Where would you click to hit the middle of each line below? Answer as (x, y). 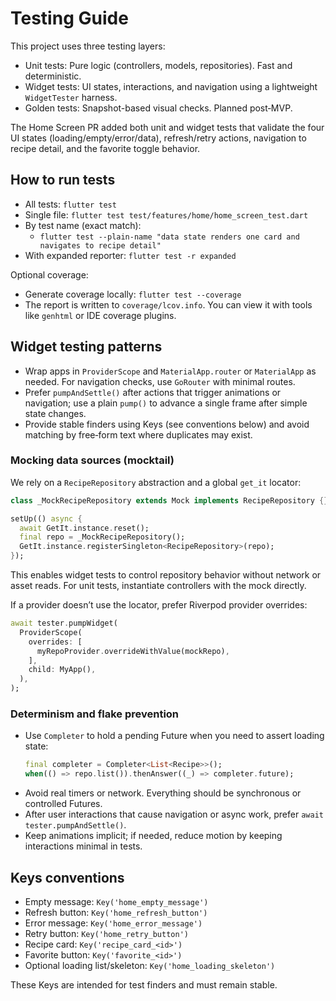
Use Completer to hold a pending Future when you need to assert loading (174, 736)
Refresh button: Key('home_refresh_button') (116, 912)
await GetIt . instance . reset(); (84, 528)
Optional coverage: (49, 274)
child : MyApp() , (62, 670)
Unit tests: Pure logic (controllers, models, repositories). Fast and (158, 65)
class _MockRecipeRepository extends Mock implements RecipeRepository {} (169, 500)
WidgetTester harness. (71, 97)
